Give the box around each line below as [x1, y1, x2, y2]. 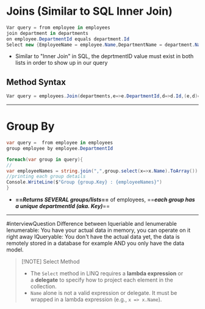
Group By [6, 119, 55, 133]
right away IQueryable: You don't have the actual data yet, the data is [6, 233, 180, 240]
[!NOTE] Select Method [21, 258, 81, 266]
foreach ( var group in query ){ [6, 156, 84, 163]
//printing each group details [6, 173, 86, 180]
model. [6, 246, 24, 253]
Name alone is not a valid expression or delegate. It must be [30, 289, 178, 297]
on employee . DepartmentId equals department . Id [6, 35, 130, 42]
